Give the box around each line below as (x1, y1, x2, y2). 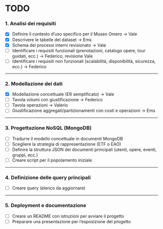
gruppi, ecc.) (12, 152, 38, 158)
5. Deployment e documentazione (5, 202, 86, 209)
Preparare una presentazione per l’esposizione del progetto (12, 218, 131, 224)
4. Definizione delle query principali (5, 174, 91, 181)
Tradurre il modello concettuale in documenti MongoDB (12, 136, 123, 141)
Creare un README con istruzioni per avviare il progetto (12, 213, 125, 219)
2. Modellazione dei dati (5, 80, 63, 87)
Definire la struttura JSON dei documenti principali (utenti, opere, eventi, (12, 146, 157, 153)
